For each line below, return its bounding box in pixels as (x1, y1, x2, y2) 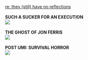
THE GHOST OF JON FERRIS (5, 29, 63, 35)
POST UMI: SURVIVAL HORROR (5, 45, 70, 50)
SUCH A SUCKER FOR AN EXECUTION (5, 14, 84, 20)
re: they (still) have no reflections (5, 4, 71, 9)
